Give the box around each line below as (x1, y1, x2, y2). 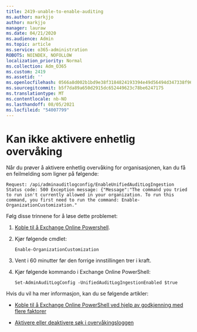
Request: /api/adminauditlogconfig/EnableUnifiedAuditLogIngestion (6, 182, 175, 188)
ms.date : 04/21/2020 (6, 31, 57, 36)
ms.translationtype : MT (6, 90, 64, 96)
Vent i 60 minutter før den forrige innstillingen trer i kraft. (14, 257, 151, 264)
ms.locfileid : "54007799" (6, 107, 69, 113)
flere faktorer (14, 308, 47, 315)
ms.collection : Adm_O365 (6, 63, 67, 69)
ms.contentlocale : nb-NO (6, 96, 67, 102)
